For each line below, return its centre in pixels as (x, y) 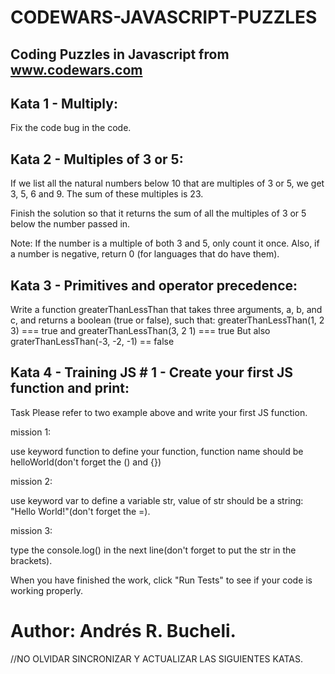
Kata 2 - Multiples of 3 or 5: (97, 159)
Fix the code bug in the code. (71, 128)
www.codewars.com (76, 69)
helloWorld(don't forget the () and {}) (86, 462)
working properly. (46, 590)
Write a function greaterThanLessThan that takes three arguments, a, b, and (166, 310)
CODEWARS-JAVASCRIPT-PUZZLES (164, 17)
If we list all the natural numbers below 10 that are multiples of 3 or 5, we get (167, 183)
